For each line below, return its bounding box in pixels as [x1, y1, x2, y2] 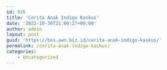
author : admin [6, 26, 43, 32]
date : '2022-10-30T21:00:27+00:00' [6, 20, 97, 26]
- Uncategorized [17, 54, 59, 60]
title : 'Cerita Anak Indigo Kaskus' [6, 15, 99, 21]
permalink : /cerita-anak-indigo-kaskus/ [6, 43, 111, 49]
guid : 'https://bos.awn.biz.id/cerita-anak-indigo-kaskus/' [6, 37, 163, 43]
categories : [6, 49, 37, 55]
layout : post [6, 32, 40, 38]
